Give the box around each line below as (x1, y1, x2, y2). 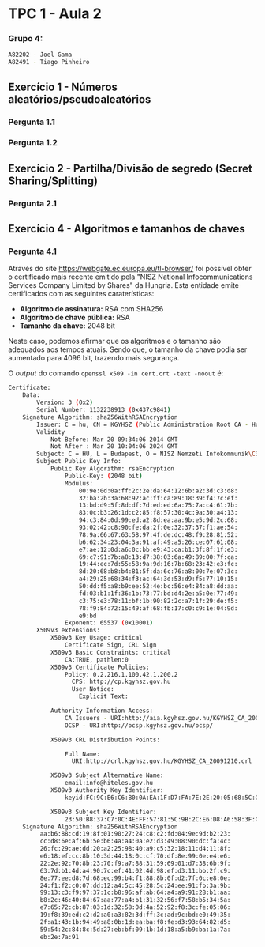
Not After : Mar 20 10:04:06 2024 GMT (50, 443, 178, 451)
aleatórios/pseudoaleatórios (8, 92, 151, 106)
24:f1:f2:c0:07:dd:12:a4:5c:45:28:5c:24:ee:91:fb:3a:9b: (39, 881, 231, 889)
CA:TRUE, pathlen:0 (64, 655, 129, 664)
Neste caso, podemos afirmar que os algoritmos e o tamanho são (8, 337, 222, 346)
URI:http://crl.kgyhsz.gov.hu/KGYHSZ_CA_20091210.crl (71, 757, 252, 765)
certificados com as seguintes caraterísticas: (8, 289, 155, 299)
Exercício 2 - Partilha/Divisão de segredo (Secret (8, 161, 252, 175)
